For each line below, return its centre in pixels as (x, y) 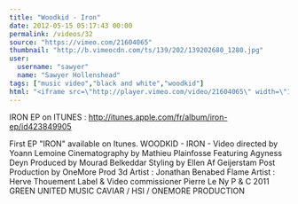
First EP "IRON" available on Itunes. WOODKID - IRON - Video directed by (144, 144)
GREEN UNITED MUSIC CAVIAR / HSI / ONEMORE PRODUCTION (127, 191)
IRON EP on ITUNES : (48, 117)
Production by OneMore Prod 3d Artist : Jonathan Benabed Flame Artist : (142, 172)
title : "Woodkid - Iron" (55, 17)
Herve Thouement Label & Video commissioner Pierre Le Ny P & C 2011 (139, 181)
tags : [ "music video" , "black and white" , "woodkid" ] (106, 83)
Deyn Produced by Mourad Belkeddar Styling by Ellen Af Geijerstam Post (142, 162)
